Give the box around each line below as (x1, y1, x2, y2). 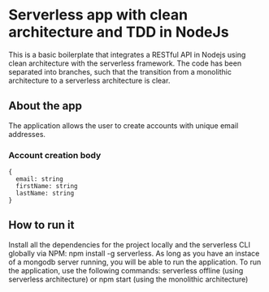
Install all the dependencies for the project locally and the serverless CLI (8, 239, 250, 249)
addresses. (8, 129, 46, 139)
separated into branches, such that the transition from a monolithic (8, 67, 232, 76)
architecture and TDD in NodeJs (8, 23, 229, 41)
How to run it (8, 218, 75, 232)
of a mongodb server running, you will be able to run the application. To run (8, 257, 262, 267)
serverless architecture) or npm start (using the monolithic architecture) (8, 274, 249, 284)
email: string (15, 175, 63, 183)
